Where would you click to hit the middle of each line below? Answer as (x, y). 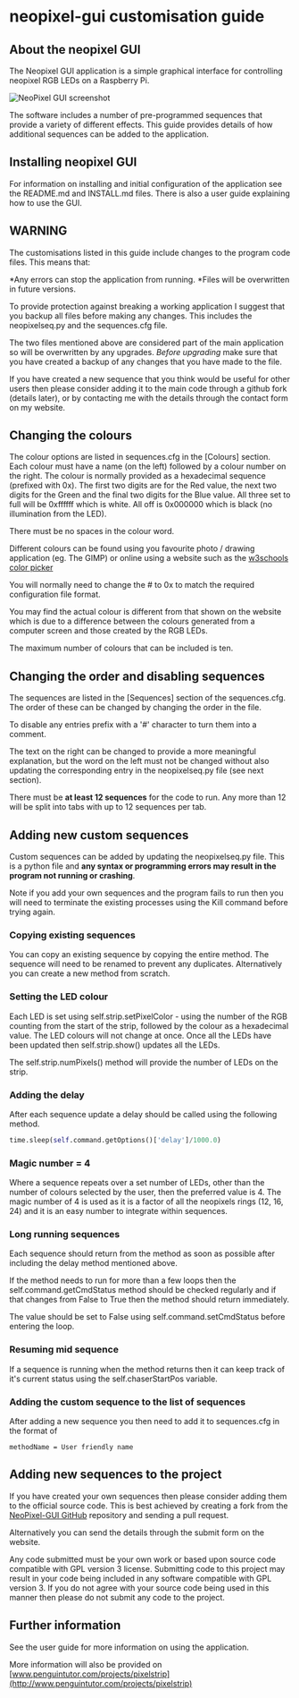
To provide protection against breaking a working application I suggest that (147, 306)
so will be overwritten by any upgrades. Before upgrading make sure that (144, 352)
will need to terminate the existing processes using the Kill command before (149, 903)
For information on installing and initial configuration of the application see (146, 183)
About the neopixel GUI (75, 50)
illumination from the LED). (58, 514)
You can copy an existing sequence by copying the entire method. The (139, 955)
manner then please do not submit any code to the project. (117, 1597)
